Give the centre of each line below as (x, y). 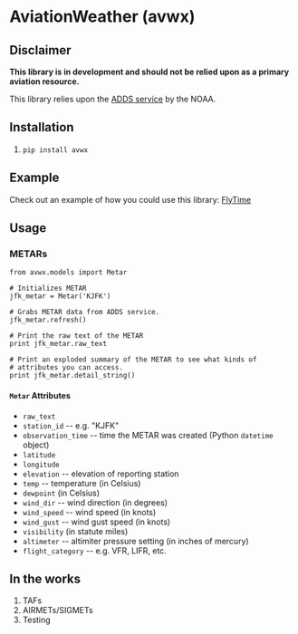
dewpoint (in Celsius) (61, 493)
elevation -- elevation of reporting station (101, 474)
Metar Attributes (40, 395)
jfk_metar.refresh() (48, 320)
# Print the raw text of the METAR (77, 336)
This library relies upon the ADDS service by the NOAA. (113, 99)
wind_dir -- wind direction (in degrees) (95, 502)
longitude (41, 465)
